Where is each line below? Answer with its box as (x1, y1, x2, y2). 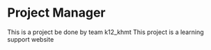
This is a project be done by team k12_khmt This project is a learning (7, 28, 204, 36)
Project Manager (7, 5, 106, 21)
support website (7, 35, 54, 43)
